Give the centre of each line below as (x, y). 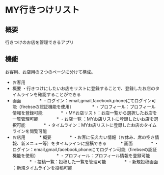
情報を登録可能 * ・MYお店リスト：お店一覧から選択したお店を (84, 112)
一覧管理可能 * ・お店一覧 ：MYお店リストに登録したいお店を (83, 119)
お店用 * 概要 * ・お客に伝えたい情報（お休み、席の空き (83, 137)
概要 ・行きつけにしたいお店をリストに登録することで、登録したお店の (84, 88)
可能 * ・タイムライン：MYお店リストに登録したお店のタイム (87, 125)
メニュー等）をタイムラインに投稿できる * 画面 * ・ (92, 143)
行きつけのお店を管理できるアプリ (40, 42)
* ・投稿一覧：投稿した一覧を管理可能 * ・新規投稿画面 (94, 161)
